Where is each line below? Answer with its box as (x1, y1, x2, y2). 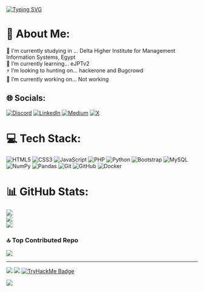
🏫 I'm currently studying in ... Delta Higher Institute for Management (6, 47, 176, 54)
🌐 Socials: (6, 93, 46, 103)
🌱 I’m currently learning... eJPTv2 (6, 59, 90, 67)
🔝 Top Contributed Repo (6, 236, 79, 244)
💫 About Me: (6, 27, 70, 41)
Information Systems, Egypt (6, 53, 76, 61)
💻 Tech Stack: (6, 131, 81, 145)
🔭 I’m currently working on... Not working (6, 75, 109, 83)
